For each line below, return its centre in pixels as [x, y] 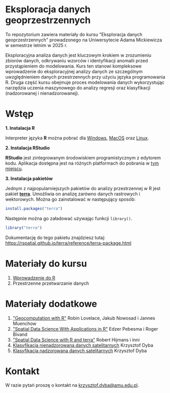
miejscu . [14, 168]
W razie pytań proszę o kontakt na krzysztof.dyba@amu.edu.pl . [72, 385]
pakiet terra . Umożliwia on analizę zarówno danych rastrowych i [73, 194]
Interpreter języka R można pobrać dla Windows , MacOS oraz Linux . [77, 138]
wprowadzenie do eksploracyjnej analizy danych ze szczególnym [74, 71]
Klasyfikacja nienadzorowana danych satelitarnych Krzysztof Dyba [83, 345]
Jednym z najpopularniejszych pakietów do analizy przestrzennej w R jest [83, 188]
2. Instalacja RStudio [28, 148]
